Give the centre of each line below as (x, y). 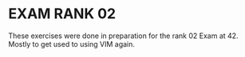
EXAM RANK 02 (62, 14)
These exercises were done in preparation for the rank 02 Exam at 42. (123, 36)
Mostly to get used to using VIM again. (72, 44)
